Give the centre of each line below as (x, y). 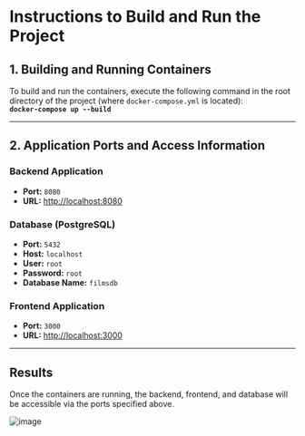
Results (31, 372)
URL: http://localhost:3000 (72, 335)
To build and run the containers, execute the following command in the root (150, 91)
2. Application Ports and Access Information (138, 145)
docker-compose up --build (60, 110)
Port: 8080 (41, 191)
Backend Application (56, 171)
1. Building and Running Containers (110, 69)
